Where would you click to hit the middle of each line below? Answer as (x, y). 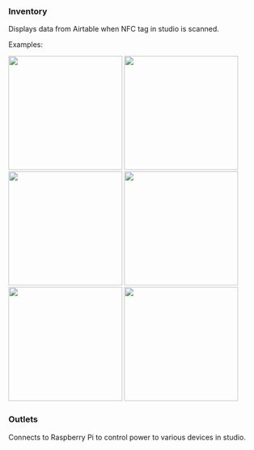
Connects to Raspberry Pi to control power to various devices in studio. (127, 437)
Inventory (28, 11)
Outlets (23, 419)
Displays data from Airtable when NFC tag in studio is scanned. (114, 29)
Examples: (25, 45)
